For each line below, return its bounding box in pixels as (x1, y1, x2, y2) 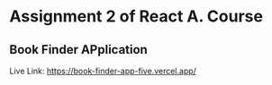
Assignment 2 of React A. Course (9, 6, 264, 27)
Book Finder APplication (9, 42, 149, 57)
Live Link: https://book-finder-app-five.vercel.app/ (9, 65, 196, 76)
